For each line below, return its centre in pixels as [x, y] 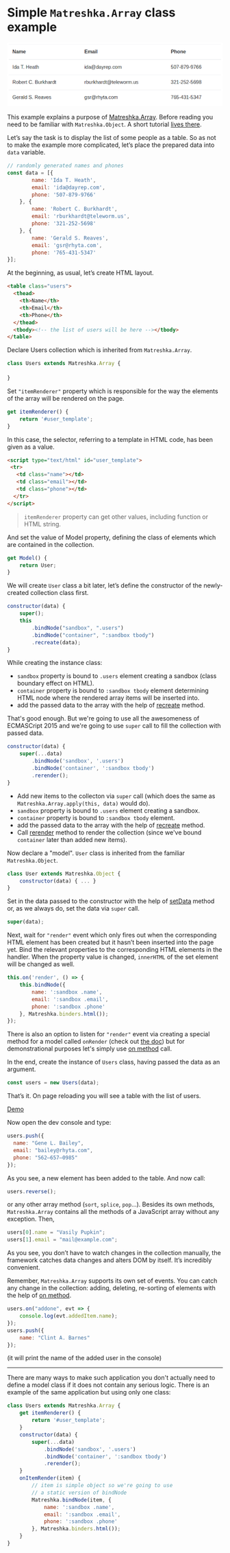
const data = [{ [30, 173]
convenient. [24, 1268]
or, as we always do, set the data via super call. [74, 909]
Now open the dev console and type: [59, 1123]
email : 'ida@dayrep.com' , [69, 187]
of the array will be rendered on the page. [66, 398]
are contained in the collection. [51, 544]
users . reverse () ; [32, 1191]
